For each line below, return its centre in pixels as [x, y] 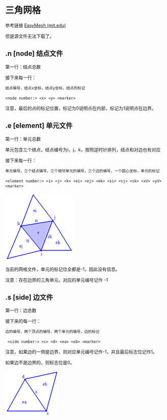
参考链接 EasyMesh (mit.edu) [36, 25]
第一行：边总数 [21, 310]
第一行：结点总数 [23, 67]
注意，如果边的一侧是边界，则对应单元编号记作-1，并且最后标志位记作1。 [81, 352]
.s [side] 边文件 [29, 297]
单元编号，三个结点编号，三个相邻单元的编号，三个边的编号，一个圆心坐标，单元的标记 [82, 171]
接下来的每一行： [23, 321]
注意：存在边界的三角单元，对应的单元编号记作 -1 [57, 280]
